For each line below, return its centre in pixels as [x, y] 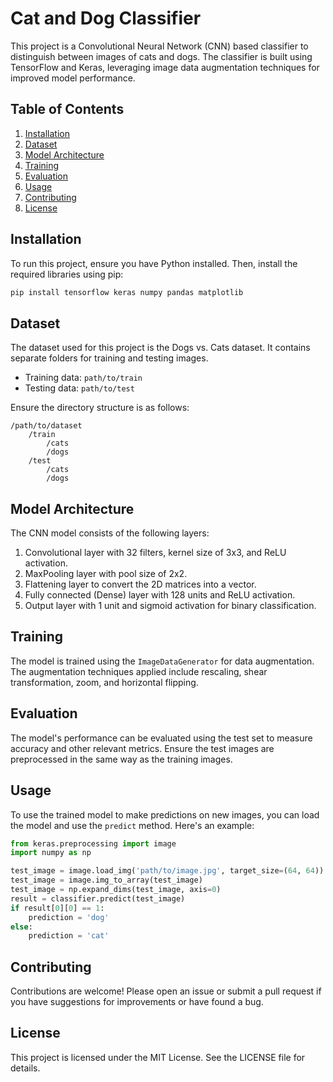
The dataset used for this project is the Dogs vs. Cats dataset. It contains [160, 348]
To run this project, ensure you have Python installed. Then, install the [154, 263]
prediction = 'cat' [69, 936]
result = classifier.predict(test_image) [98, 898]
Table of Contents [67, 109]
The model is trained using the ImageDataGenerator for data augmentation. [162, 661]
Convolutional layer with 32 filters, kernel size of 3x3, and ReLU [155, 553]
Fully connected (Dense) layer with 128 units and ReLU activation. [160, 595]
